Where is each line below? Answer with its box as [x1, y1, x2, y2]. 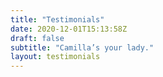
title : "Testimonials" [10, 14, 105, 25]
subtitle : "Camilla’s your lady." [10, 42, 155, 53]
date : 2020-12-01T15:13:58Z [10, 24, 128, 34]
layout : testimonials [10, 52, 101, 62]
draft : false [10, 33, 65, 43]
